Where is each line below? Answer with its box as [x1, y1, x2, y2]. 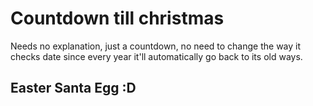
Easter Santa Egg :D [10, 80, 137, 97]
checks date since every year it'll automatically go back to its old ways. [10, 50, 303, 62]
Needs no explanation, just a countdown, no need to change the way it [10, 40, 302, 52]
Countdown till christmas [10, 7, 225, 30]
